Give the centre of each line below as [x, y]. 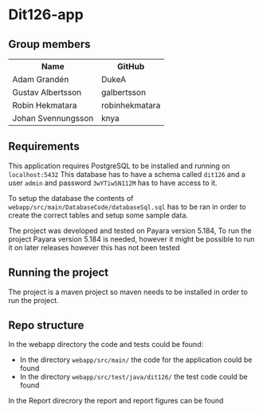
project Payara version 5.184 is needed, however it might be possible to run [131, 239]
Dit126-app [46, 15]
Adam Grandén [41, 79]
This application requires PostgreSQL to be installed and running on [119, 166]
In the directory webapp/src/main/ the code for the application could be [136, 360]
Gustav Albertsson [47, 92]
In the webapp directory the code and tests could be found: [106, 344]
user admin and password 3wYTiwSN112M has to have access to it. [113, 183]
